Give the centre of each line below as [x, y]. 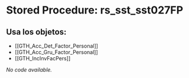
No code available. [29, 70]
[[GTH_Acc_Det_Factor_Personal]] [56, 46]
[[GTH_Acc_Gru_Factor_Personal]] [56, 52]
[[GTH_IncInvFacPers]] [43, 58]
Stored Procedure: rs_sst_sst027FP [95, 10]
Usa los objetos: [36, 32]
